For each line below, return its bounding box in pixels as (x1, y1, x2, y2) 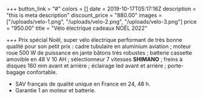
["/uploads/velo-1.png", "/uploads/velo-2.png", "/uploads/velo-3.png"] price (6, 18, 197, 25)
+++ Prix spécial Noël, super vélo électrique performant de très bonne (6, 36, 182, 43)
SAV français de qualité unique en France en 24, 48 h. (15, 80, 151, 87)
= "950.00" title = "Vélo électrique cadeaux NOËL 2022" (6, 24, 148, 32)
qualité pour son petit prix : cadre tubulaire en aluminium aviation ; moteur (6, 43, 191, 50)
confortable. (26, 69, 58, 75)
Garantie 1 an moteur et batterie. (15, 87, 96, 94)
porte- (167, 62, 184, 69)
